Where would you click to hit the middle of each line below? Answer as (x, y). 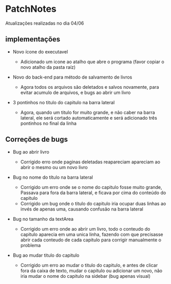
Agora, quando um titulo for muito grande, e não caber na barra (88, 112)
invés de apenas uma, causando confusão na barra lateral (82, 209)
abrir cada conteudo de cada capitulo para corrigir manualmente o (91, 240)
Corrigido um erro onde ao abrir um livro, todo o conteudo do (85, 229)
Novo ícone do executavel (40, 51)
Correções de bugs (37, 139)
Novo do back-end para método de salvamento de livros (72, 77)
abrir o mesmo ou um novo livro (54, 167)
